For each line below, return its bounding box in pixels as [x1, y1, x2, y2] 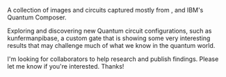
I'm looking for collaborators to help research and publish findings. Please [7, 55, 219, 63]
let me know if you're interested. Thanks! [7, 62, 124, 70]
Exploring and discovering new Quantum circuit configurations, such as [7, 27, 212, 35]
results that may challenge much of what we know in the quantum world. [7, 42, 216, 49]
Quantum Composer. [7, 13, 67, 22]
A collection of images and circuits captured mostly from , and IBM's [7, 6, 204, 14]
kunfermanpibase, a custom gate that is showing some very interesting [7, 34, 211, 42]
